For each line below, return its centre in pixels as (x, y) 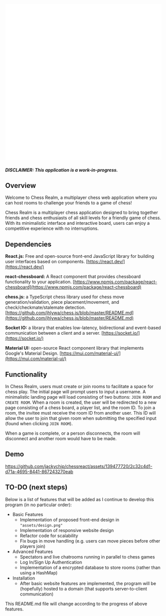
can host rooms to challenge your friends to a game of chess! (68, 203)
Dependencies (28, 244)
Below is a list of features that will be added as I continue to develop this (79, 499)
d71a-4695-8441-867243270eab (39, 472)
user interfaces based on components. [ (46, 262)
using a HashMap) (39, 573)
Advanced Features (33, 552)
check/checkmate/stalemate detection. (45, 308)
